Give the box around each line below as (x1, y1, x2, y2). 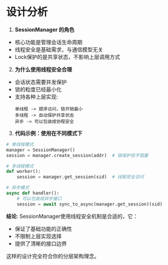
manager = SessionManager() (6, 147, 76, 153)
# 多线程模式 (6, 163, 34, 169)
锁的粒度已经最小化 (14, 86, 62, 93)
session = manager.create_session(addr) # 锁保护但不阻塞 (6, 152, 148, 158)
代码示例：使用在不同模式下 (14, 129, 83, 136)
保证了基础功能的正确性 (14, 225, 72, 232)
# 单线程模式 (6, 141, 34, 148)
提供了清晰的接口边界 (14, 240, 67, 247)
